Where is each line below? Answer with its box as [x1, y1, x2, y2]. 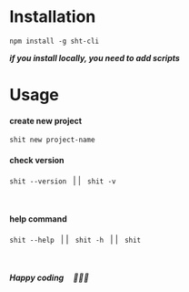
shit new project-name [9, 135, 95, 145]
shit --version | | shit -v [9, 175, 116, 186]
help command [9, 214, 68, 224]
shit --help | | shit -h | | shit [9, 234, 142, 245]
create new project [9, 115, 83, 126]
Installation [9, 6, 96, 27]
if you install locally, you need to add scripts [9, 52, 180, 63]
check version [9, 154, 65, 165]
